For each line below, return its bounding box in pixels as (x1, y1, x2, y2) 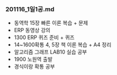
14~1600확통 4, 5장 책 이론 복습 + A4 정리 (13, 41, 112, 48)
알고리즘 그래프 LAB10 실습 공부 (13, 48, 87, 56)
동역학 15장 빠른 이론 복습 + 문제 (13, 19, 88, 27)
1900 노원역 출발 (13, 56, 53, 63)
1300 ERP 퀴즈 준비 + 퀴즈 (13, 34, 75, 41)
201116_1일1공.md (5, 5, 55, 13)
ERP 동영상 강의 (13, 27, 51, 34)
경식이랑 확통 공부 (13, 63, 55, 70)
